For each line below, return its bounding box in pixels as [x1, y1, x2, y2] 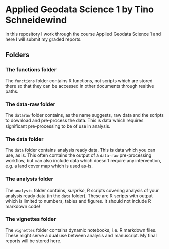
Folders [5, 51, 30, 59]
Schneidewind [5, 14, 67, 26]
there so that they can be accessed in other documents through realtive [5, 83, 154, 89]
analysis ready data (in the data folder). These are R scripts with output [5, 193, 153, 199]
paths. [5, 88, 19, 94]
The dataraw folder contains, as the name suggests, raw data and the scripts [5, 112, 164, 118]
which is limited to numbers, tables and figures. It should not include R [5, 198, 151, 204]
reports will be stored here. [5, 238, 62, 244]
